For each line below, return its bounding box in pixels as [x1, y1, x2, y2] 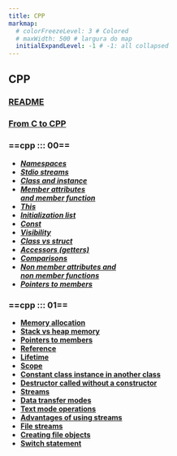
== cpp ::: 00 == [8, 140, 71, 151]
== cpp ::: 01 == [8, 299, 68, 311]
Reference [19, 343, 57, 353]
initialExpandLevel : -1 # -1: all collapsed [15, 42, 169, 50]
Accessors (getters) [19, 244, 90, 254]
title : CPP [8, 11, 45, 20]
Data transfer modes [19, 395, 92, 405]
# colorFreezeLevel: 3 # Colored [15, 27, 129, 35]
